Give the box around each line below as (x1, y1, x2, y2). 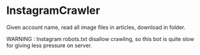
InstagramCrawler (6, 4, 101, 18)
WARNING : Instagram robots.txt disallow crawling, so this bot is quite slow (6, 35, 195, 42)
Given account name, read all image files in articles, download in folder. (6, 24, 186, 31)
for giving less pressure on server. (6, 42, 93, 49)
